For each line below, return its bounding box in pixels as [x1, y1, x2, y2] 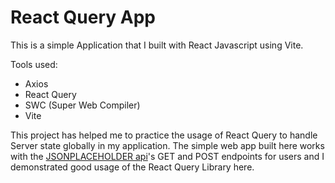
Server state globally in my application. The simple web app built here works [10, 139, 325, 151]
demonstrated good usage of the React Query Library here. [10, 161, 255, 173]
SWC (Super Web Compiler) [24, 99, 141, 111]
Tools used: [10, 58, 58, 70]
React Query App [10, 6, 157, 29]
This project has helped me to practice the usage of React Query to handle [10, 129, 318, 141]
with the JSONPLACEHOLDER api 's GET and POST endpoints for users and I [10, 150, 325, 162]
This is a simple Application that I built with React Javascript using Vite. [10, 39, 304, 51]
